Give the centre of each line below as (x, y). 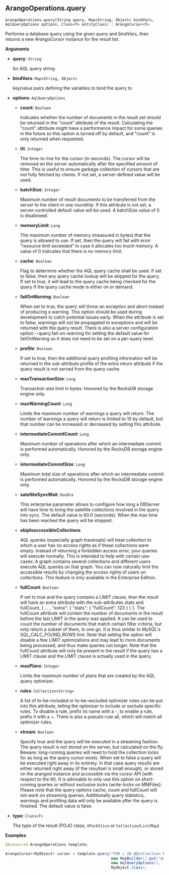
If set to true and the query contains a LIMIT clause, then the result (89, 597)
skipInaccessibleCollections (50, 530)
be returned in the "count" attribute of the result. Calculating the (87, 123)
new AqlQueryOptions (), (136, 863)
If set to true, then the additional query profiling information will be (89, 358)
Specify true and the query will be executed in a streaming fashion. (90, 741)
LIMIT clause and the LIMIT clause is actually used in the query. (86, 656)
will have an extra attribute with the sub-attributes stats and (82, 602)
